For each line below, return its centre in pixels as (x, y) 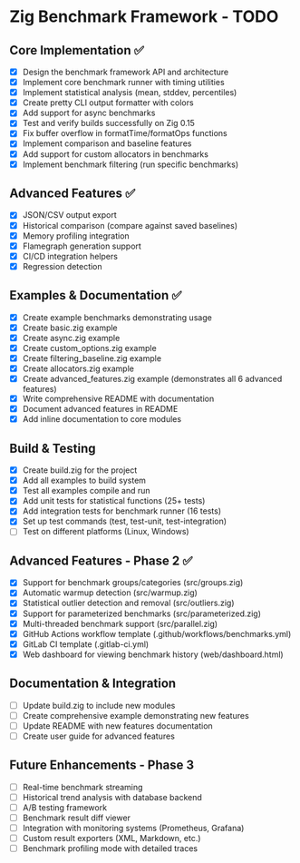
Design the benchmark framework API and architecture (126, 72)
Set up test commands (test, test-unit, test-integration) (125, 521)
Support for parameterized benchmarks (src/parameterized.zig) (141, 613)
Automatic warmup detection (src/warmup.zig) (110, 593)
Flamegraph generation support (82, 246)
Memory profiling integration (76, 235)
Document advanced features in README (100, 409)
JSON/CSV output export (70, 215)
